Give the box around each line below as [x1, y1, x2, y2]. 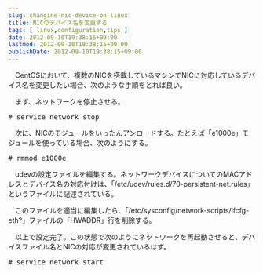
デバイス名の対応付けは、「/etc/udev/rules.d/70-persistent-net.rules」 [28, 180, 254, 188]
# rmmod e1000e [8, 154, 67, 162]
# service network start [8, 258, 104, 267]
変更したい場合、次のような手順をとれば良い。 [35, 80, 187, 89]
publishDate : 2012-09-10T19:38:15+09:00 [8, 48, 143, 56]
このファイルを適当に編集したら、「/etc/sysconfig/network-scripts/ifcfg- [14, 206, 250, 215]
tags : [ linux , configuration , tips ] [8, 26, 128, 34]
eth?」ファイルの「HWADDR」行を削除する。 [8, 216, 156, 224]
